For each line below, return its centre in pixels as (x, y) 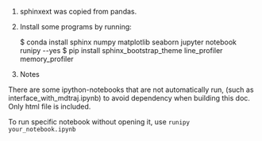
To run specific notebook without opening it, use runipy (99, 122)
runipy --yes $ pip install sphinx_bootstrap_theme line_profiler (121, 50)
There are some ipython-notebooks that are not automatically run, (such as (131, 90)
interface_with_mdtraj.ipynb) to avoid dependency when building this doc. (129, 98)
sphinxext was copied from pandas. (78, 11)
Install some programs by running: (76, 27)
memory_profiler (46, 59)
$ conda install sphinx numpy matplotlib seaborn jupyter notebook (128, 42)
